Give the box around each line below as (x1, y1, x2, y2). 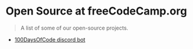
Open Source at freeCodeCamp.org (5, 4, 188, 18)
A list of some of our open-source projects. (20, 24, 128, 31)
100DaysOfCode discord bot (14, 36, 86, 43)
